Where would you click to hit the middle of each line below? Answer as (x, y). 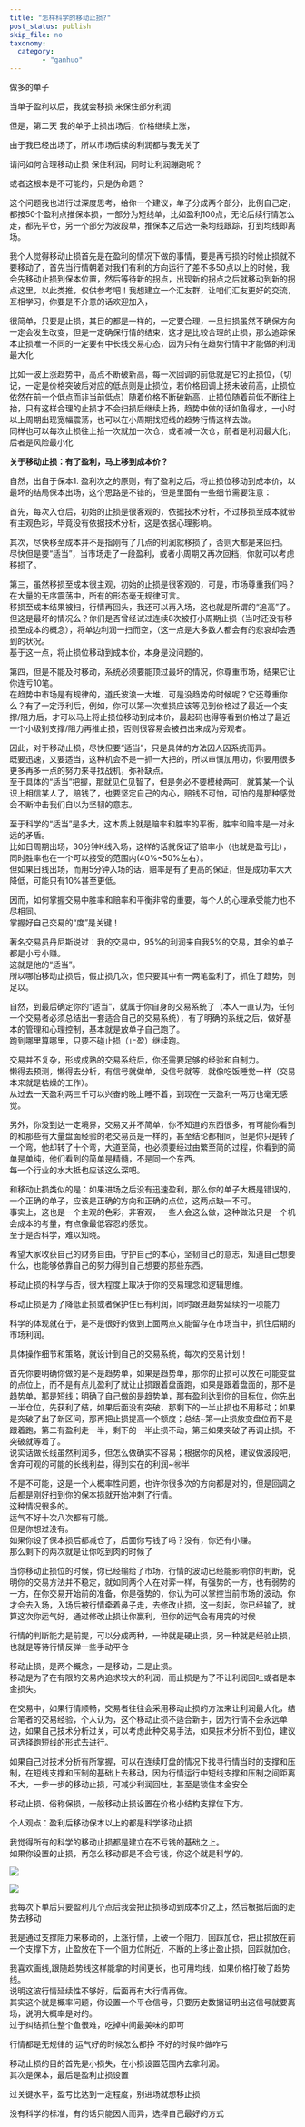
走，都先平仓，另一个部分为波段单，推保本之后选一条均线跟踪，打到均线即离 (152, 225)
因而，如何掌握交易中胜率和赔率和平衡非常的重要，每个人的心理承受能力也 (148, 900)
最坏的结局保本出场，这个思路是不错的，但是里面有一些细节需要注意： (141, 492)
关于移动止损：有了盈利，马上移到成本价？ (89, 461)
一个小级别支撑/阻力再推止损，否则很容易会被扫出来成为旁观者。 (130, 728)
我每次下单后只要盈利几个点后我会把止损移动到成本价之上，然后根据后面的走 (152, 1907)
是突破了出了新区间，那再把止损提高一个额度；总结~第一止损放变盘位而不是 (151, 1419)
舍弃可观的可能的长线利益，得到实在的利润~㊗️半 (100, 1464)
